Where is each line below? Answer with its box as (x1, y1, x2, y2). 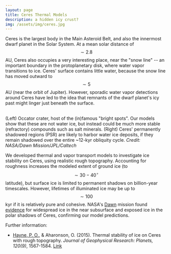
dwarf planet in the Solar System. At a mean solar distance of (5, 41, 134, 47)
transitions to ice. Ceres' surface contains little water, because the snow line (5, 68, 166, 74)
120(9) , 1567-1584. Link (12, 243, 62, 249)
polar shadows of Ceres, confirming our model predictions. (5, 212, 130, 218)
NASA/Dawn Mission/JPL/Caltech (5, 142, 77, 148)
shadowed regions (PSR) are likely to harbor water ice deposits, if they (5, 132, 154, 138)
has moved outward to (5, 73, 53, 80)
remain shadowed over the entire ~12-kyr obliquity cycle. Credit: (5, 137, 140, 143)
